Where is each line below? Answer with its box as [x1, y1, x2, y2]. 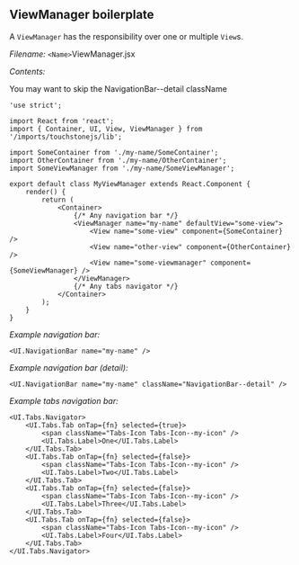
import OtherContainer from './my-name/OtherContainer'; [9, 156, 227, 165]
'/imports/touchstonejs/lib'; [9, 132, 123, 141]
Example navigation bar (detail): [9, 362, 128, 372]
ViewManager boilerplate [9, 7, 154, 22]
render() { [25, 187, 66, 196]
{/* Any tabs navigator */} [73, 282, 179, 291]
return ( [41, 195, 75, 204]
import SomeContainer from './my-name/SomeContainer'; [9, 148, 219, 157]
